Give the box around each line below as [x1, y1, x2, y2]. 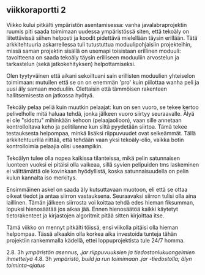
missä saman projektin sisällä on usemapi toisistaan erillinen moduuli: [6, 47, 181, 55]
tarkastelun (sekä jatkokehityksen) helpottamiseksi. [6, 60, 136, 67]
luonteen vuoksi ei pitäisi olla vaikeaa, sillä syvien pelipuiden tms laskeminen [6, 160, 199, 168]
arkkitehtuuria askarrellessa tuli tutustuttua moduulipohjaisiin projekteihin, [6, 40, 192, 48]
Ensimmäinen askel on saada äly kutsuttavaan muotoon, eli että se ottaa [6, 186, 188, 193]
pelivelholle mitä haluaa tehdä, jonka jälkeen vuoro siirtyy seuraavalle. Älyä [6, 110, 195, 117]
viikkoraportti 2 [6, 5, 66, 15]
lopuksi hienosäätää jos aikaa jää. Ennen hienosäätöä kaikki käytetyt [6, 205, 179, 213]
